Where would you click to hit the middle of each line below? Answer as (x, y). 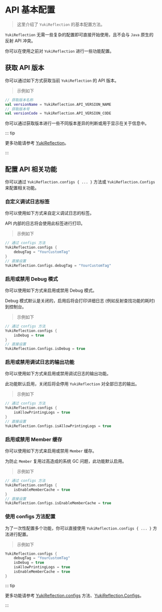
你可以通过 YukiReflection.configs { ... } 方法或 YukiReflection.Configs (80, 182)
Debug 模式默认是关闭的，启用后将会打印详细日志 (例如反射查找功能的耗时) (80, 300)
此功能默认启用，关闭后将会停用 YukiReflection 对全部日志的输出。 (72, 384)
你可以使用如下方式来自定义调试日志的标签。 (50, 213)
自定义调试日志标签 (27, 201)
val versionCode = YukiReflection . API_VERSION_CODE (58, 114)
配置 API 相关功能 (31, 169)
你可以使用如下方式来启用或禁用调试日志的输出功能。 (58, 374)
